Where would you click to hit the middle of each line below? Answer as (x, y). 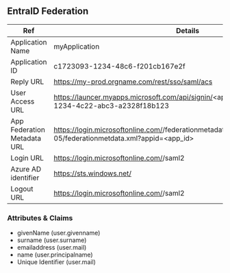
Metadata (26, 138)
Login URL (27, 158)
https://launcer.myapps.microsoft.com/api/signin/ (133, 97)
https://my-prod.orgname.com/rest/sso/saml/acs (133, 82)
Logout (22, 189)
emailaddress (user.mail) (52, 248)
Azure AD (26, 169)
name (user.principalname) (55, 255)
